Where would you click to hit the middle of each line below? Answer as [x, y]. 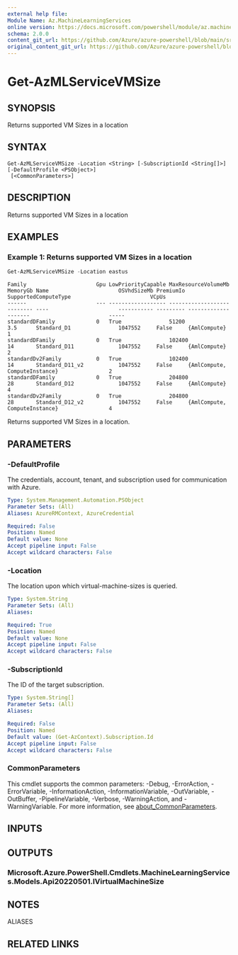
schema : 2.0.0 [28, 34]
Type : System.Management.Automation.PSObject [75, 500]
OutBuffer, [22, 798]
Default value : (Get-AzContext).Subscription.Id [80, 737]
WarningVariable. [33, 806]
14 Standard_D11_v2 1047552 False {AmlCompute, [117, 366]
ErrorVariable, [28, 791]
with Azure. [24, 487]
